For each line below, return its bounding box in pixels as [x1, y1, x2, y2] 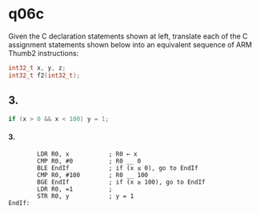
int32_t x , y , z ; [8, 63, 66, 72]
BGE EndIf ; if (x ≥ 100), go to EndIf [37, 178, 206, 186]
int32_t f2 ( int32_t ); [8, 71, 81, 79]
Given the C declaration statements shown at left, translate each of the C [8, 31, 248, 41]
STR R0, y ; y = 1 [37, 192, 134, 200]
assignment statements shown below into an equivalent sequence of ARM [8, 39, 252, 49]
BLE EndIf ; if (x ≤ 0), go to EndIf [37, 164, 198, 172]
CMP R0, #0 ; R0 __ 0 [37, 157, 142, 165]
